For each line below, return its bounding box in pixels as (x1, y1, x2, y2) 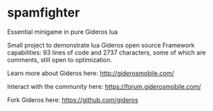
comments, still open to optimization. (7, 55, 113, 63)
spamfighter (7, 5, 80, 21)
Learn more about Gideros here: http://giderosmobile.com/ (7, 69, 174, 77)
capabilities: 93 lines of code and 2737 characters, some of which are (7, 48, 206, 57)
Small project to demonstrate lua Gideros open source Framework (7, 41, 195, 49)
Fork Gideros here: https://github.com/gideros (7, 95, 138, 104)
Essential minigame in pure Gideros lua (7, 28, 118, 36)
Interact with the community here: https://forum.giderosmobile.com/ (7, 82, 202, 90)
